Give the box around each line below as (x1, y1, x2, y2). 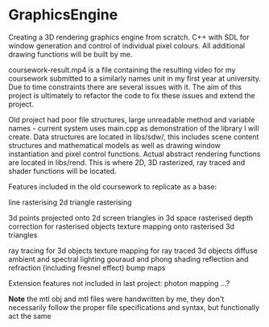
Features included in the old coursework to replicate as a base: (8, 181, 217, 191)
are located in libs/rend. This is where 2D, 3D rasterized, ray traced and (8, 157, 246, 167)
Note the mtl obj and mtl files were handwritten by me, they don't (8, 294, 225, 304)
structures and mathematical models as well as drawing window (8, 140, 221, 150)
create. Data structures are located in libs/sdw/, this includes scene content (8, 131, 259, 142)
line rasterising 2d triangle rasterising (8, 197, 132, 207)
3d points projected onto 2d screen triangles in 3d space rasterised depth (8, 213, 254, 222)
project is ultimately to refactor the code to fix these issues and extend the (8, 90, 255, 100)
